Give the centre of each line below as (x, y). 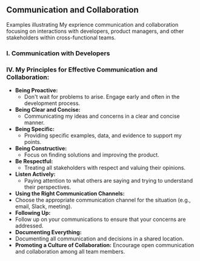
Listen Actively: (35, 174)
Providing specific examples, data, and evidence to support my (103, 135)
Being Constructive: (41, 149)
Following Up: (33, 213)
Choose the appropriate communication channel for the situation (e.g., (103, 200)
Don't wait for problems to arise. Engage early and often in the (102, 97)
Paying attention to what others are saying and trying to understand (108, 181)
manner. (34, 123)
